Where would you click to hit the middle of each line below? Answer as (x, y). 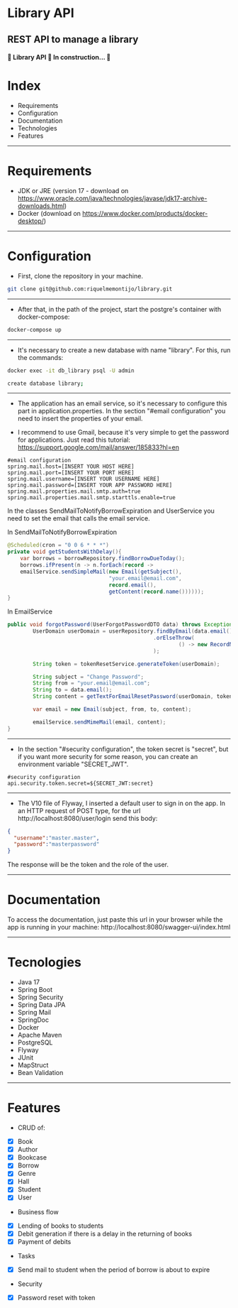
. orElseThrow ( (174, 638)
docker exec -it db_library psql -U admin (71, 371)
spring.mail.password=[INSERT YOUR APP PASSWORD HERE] (90, 485)
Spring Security (40, 997)
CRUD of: (32, 1128)
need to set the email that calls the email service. (79, 518)
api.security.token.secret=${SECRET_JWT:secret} (80, 783)
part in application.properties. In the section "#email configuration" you (121, 411)
